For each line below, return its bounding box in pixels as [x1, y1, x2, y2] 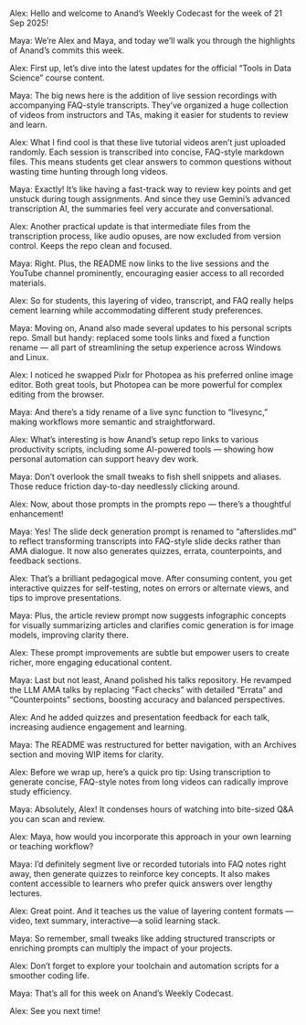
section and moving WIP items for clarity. [9, 749, 164, 760]
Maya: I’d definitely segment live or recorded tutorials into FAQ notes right [9, 859, 287, 870]
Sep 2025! [9, 17, 48, 28]
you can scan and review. [9, 814, 106, 824]
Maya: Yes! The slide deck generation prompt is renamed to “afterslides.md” [9, 526, 297, 537]
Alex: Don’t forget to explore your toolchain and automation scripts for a [9, 960, 280, 971]
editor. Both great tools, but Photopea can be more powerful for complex [9, 379, 283, 390]
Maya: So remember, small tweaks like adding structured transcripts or [9, 933, 276, 944]
